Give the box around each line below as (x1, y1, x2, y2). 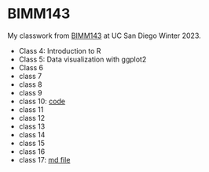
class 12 (18, 113, 45, 122)
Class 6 (18, 62, 44, 72)
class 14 (18, 129, 46, 139)
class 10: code (18, 96, 66, 106)
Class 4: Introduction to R (18, 46, 101, 55)
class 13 (18, 122, 46, 131)
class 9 (18, 88, 42, 97)
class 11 (18, 104, 44, 114)
